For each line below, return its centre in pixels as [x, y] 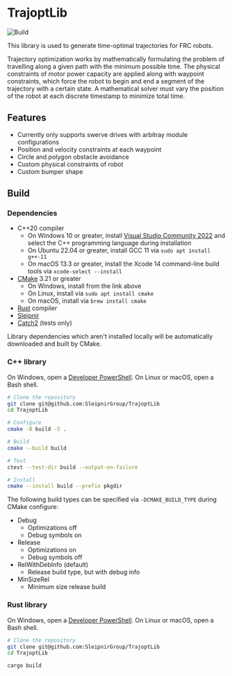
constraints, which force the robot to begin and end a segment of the [106, 81]
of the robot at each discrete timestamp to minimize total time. [96, 96]
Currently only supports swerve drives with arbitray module [102, 134]
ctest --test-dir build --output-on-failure [73, 467]
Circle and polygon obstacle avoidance [73, 156]
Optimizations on [52, 550]
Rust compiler [37, 308]
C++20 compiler [41, 228]
